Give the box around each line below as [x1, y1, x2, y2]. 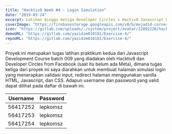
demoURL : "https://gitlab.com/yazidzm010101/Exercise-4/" [5, 31, 132, 36]
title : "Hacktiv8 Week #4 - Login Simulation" [5, 7, 106, 13]
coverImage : [5, 21, 31, 27]
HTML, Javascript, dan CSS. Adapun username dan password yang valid [5, 77, 159, 83]
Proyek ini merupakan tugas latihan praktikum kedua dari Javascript [5, 50, 148, 56]
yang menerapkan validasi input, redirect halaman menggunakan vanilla [5, 72, 157, 78]
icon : [5, 27, 17, 32]
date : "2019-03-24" [5, 12, 47, 17]
